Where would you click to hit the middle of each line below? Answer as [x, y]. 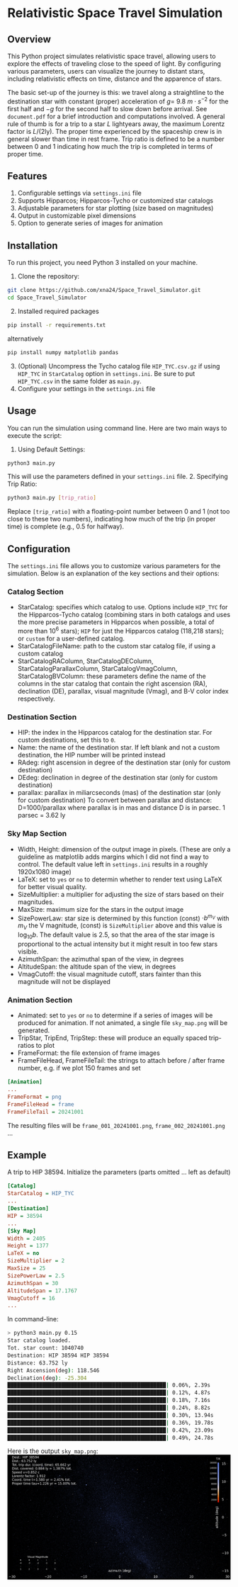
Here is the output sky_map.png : [53, 1451]
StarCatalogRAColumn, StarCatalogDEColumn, [85, 661]
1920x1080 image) [45, 871]
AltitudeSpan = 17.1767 [42, 1291]
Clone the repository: [49, 276]
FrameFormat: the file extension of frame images [89, 1053]
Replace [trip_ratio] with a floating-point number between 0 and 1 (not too [119, 512]
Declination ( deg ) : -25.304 [47, 1378]
